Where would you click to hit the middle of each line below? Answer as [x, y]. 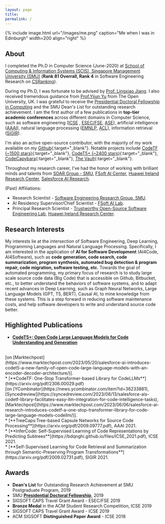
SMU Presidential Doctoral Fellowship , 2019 [58, 495]
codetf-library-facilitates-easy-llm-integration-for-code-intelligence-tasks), [82, 399]
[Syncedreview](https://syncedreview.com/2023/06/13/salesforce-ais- [77, 394]
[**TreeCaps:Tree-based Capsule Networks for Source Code [71, 420]
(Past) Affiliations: [23, 188]
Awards [17, 473]
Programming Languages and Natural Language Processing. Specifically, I [81, 246]
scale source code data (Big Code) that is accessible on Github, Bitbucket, [81, 278]
